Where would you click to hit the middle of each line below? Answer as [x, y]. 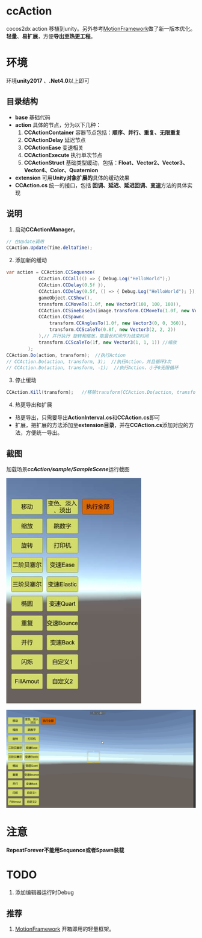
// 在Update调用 [25, 242]
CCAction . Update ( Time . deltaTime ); [50, 248]
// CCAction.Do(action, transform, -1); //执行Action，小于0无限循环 [92, 368]
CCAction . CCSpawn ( [61, 317]
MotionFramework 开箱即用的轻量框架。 [65, 929]
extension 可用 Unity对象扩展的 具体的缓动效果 [72, 178]
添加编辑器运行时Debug [44, 893]
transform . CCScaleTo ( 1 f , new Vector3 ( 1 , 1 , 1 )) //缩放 [108, 342]
